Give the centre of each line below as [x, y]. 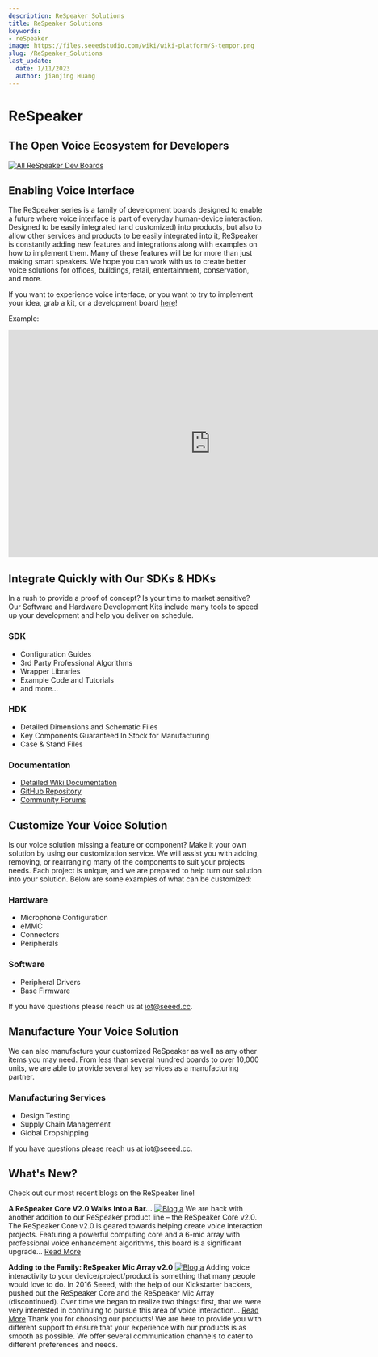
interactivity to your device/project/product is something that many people [132, 1276]
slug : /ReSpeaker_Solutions [56, 53]
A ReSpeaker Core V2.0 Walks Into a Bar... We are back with [126, 1209]
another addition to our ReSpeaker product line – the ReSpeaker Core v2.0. [132, 1217]
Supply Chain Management [65, 1124]
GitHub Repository [51, 791]
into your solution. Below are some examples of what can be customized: [130, 879]
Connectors [40, 935]
